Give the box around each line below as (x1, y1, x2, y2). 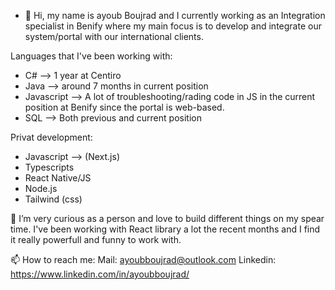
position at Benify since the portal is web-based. (24, 101, 225, 113)
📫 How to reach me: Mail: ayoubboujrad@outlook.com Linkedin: (10, 254, 277, 265)
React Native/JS (24, 172, 92, 184)
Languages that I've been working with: (10, 50, 173, 62)
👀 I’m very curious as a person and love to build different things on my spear (10, 213, 325, 224)
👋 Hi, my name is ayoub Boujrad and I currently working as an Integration (24, 10, 326, 21)
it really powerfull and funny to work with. (10, 234, 182, 245)
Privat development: (10, 131, 93, 143)
